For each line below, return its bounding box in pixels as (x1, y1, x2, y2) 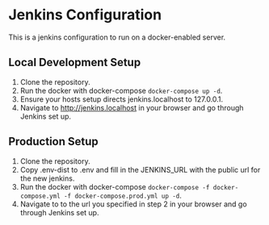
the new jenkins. (19, 173, 75, 183)
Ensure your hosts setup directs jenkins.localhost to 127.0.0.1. (19, 94, 224, 104)
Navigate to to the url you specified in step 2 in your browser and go (19, 199, 248, 209)
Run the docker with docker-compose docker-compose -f (19, 181, 210, 191)
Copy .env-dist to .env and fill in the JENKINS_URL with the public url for (19, 165, 261, 174)
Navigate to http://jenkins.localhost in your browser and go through (19, 102, 244, 112)
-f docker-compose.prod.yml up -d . (63, 190, 182, 200)
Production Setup (8, 135, 99, 148)
